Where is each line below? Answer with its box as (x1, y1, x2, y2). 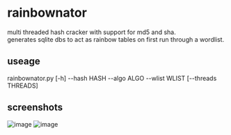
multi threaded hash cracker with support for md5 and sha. (7, 28, 176, 36)
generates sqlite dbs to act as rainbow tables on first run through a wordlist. (7, 35, 225, 43)
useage (7, 56, 40, 67)
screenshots (7, 102, 63, 113)
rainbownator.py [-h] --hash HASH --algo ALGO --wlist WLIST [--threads (7, 74, 217, 82)
